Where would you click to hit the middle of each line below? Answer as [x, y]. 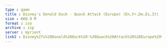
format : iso [19, 23]
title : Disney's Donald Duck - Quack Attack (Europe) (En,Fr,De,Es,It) [82, 14]
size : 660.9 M [21, 19]
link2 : [13, 37]
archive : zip [20, 28]
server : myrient [23, 32]
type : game [17, 10]
